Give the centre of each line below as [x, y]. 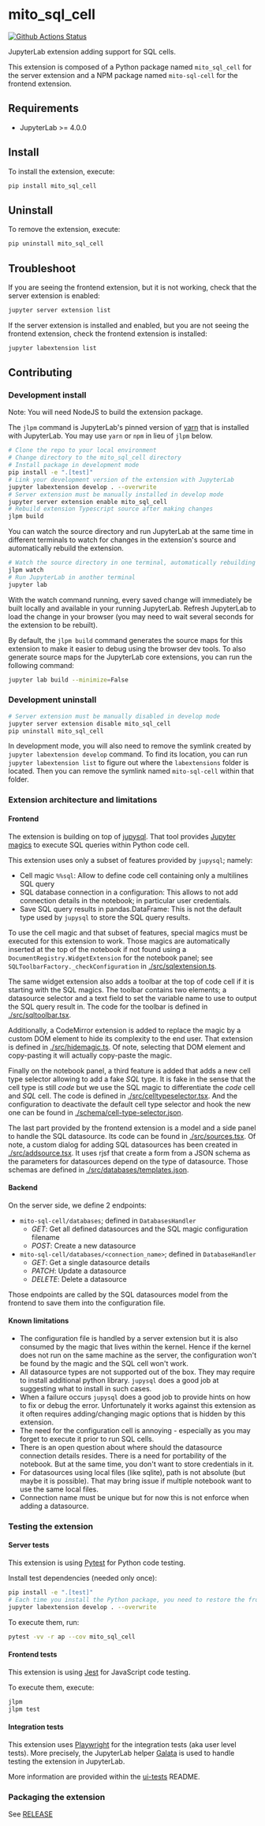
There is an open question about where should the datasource [121, 1447]
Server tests [29, 1545]
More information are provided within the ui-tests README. [104, 1776]
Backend [23, 1188]
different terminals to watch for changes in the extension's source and [122, 540]
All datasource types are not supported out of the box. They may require [137, 1372]
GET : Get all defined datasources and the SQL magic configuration [140, 1229]
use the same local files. [59, 1489]
